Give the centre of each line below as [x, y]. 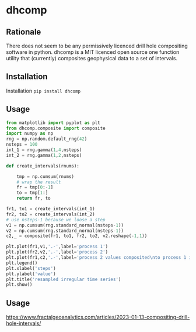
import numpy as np [30, 134]
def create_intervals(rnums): [43, 166]
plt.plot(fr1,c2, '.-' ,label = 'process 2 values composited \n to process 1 [96, 258]
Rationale [24, 32]
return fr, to [34, 198]
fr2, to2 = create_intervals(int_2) [50, 214]
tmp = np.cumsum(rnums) [45, 176]
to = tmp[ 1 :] [32, 193]
